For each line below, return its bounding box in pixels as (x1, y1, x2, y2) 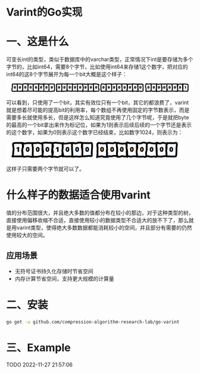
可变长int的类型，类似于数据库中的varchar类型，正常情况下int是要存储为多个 (6, 56, 193, 63)
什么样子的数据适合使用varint (6, 188, 151, 202)
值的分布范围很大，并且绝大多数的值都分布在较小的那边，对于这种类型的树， (6, 209, 194, 216)
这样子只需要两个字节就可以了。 (6, 165, 85, 173)
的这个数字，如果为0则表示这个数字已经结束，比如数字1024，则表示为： (6, 129, 183, 136)
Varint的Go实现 (6, 5, 83, 19)
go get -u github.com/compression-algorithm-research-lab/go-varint (6, 319, 180, 325)
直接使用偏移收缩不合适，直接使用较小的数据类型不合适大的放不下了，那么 (6, 216, 189, 223)
